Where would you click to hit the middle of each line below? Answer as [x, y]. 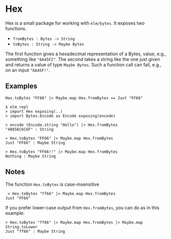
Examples [21, 86]
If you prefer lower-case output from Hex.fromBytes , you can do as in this [82, 207]
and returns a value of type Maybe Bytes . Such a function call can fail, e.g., [83, 64]
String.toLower [22, 227]
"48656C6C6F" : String [29, 129]
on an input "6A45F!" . [28, 70]
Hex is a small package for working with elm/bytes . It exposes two [75, 23]
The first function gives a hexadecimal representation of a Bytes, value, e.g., [86, 54]
